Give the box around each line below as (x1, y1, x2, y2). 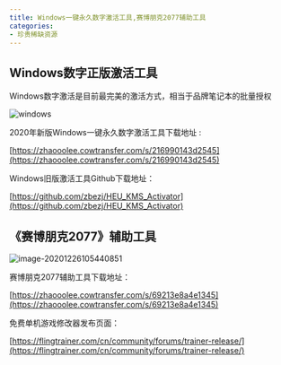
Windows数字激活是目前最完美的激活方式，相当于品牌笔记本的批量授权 (9, 91, 272, 101)
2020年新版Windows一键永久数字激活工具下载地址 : (9, 127, 202, 138)
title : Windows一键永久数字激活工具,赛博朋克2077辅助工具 (9, 13, 206, 22)
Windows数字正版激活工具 (9, 65, 158, 81)
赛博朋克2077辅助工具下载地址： (9, 272, 131, 282)
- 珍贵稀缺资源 (9, 30, 58, 39)
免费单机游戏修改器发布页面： (9, 317, 119, 328)
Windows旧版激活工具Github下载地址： (9, 173, 155, 184)
